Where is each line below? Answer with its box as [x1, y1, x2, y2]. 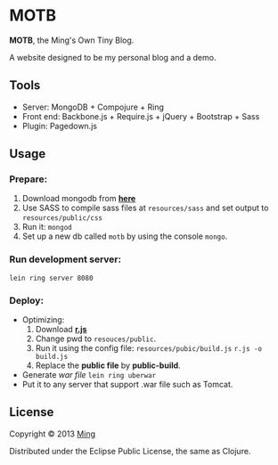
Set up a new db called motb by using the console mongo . [21, 231, 228, 241]
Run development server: [9, 253, 122, 265]
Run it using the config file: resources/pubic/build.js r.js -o [35, 343, 263, 354]
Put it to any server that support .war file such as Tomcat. [21, 379, 233, 390]
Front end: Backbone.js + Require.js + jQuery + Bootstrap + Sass [21, 110, 260, 121]
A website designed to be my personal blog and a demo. [9, 52, 217, 62]
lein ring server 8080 [9, 273, 94, 282]
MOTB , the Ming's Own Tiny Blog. [9, 35, 135, 45]
